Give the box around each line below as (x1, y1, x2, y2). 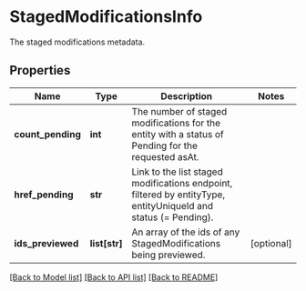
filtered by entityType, (131, 188, 226, 201)
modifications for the (131, 116, 221, 129)
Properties (9, 63, 71, 78)
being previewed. (131, 248, 206, 261)
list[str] (89, 236, 123, 249)
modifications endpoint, (131, 176, 233, 189)
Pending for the (131, 139, 199, 152)
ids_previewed (14, 236, 79, 249)
